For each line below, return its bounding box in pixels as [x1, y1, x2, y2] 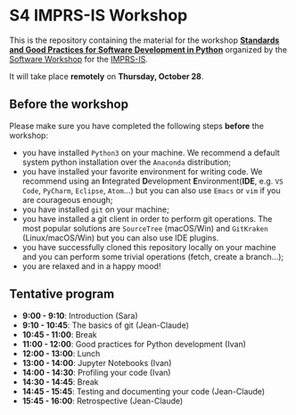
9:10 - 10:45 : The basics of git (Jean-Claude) [21, 320, 190, 330]
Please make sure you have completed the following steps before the [9, 120, 265, 131]
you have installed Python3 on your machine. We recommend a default [21, 147, 281, 158]
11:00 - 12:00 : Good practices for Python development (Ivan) [21, 338, 247, 349]
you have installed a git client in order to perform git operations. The [21, 213, 273, 224]
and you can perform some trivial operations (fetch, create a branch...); [21, 251, 284, 262]
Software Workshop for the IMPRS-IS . [9, 53, 149, 64]
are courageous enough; [21, 194, 113, 205]
